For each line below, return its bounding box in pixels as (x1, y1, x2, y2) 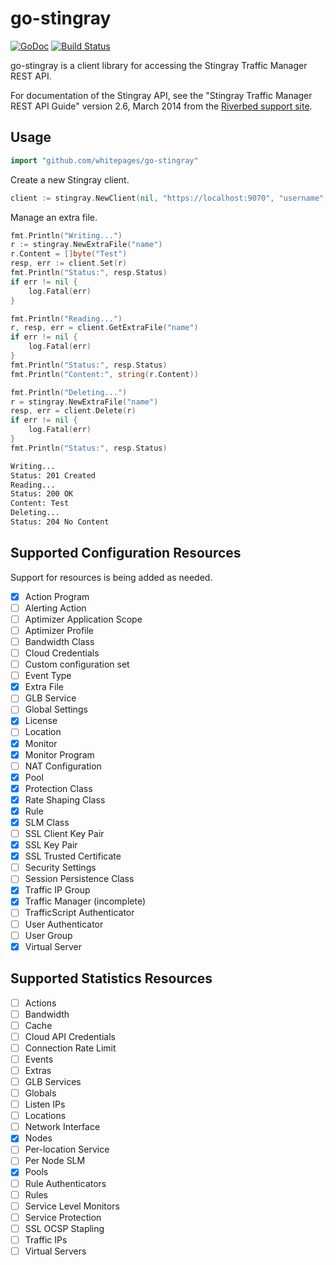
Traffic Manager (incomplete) (24, 895, 147, 907)
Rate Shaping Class (24, 793, 106, 806)
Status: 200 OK (10, 489, 74, 499)
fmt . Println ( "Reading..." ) (10, 313, 123, 324)
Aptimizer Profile (24, 624, 95, 636)
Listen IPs (24, 1098, 66, 1111)
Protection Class (24, 782, 93, 794)
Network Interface (24, 1121, 101, 1133)
